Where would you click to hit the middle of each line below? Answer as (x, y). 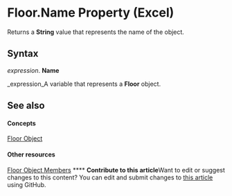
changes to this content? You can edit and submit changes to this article (110, 177)
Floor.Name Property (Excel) (91, 13)
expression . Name (33, 70)
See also (26, 106)
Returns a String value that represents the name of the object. (96, 32)
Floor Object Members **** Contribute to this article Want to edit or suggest (116, 170)
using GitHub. (27, 184)
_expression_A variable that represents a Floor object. (84, 84)
